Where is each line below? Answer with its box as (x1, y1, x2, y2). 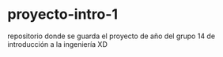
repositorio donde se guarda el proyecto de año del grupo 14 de (7, 31, 215, 41)
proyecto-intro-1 (7, 5, 119, 23)
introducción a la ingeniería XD (7, 39, 108, 48)
